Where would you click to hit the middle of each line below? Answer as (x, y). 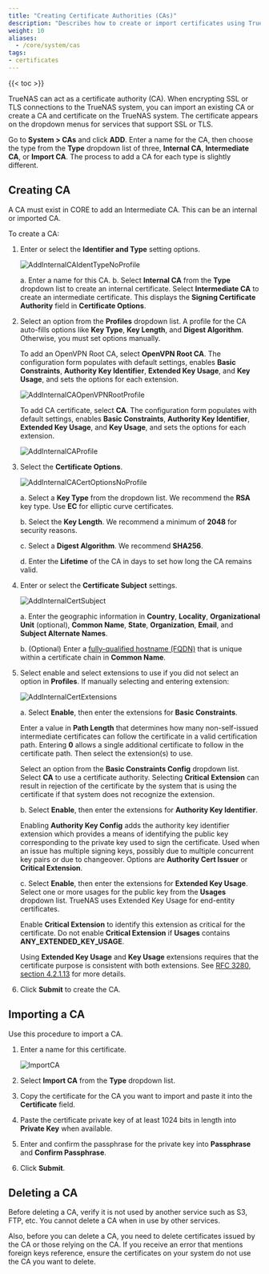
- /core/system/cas (48, 46)
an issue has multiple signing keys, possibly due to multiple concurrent (137, 851)
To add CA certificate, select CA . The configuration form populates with (139, 410)
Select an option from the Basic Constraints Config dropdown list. (130, 768)
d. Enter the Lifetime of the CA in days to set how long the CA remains (136, 561)
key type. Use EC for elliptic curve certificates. (96, 506)
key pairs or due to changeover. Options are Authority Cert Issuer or (134, 859)
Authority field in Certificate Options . (83, 306)
